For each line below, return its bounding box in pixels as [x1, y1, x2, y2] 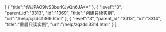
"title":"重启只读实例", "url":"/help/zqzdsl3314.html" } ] [5, 22, 117, 27]
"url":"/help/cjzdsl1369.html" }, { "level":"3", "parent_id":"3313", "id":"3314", [5, 16, 161, 21]
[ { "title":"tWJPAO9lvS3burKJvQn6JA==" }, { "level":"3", [5, 4, 122, 10]
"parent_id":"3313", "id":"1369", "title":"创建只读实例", [5, 10, 115, 16]
